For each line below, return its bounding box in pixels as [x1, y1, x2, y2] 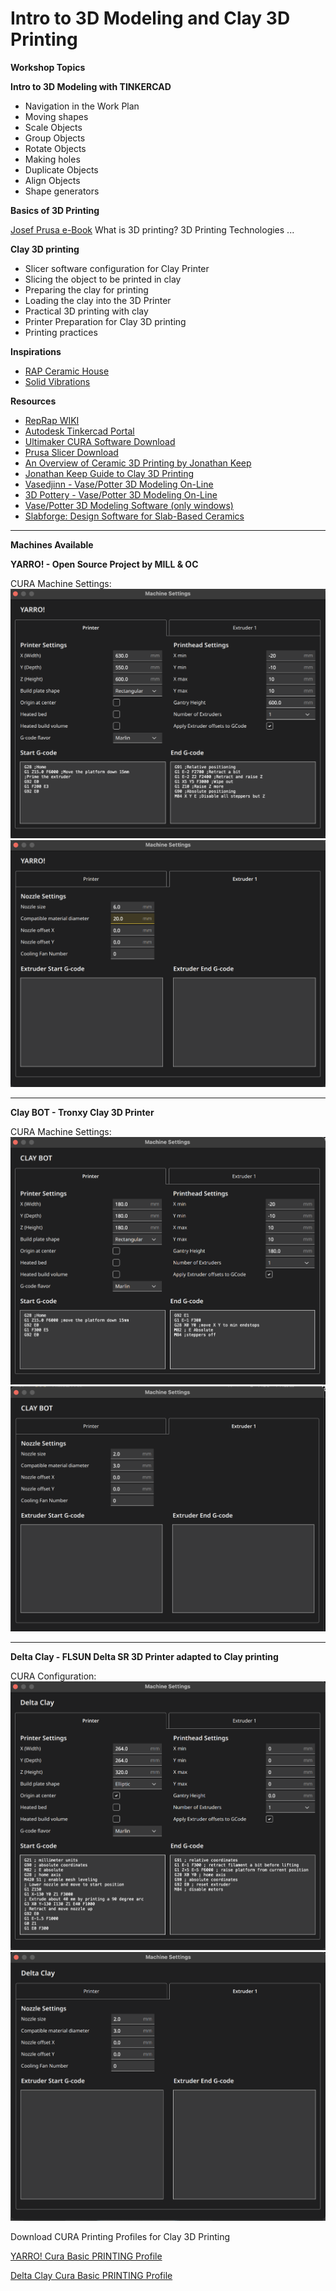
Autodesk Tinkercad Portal [24, 425, 135, 437]
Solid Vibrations [24, 375, 91, 387]
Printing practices [24, 326, 98, 338]
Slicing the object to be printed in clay [24, 273, 182, 285]
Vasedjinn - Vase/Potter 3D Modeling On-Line [24, 478, 214, 490]
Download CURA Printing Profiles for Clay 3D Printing [10, 2231, 231, 2243]
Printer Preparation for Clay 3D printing [24, 315, 187, 327]
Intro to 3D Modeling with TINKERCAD [10, 80, 172, 92]
